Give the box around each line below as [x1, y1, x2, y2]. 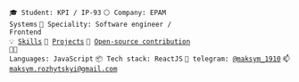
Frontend [9, 28, 42, 37]
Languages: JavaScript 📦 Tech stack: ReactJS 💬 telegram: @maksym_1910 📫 [9, 54, 291, 63]
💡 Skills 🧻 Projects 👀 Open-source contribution [9, 37, 191, 46]
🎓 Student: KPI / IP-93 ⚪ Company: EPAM [9, 8, 167, 17]
